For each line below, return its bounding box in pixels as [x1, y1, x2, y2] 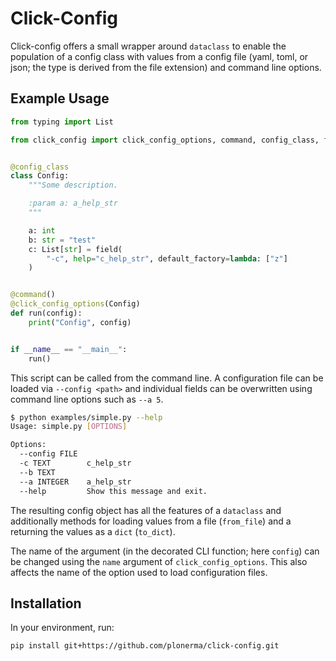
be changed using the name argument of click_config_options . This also [10, 555, 308, 567]
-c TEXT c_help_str [19, 458, 132, 468]
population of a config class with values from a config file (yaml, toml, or [10, 50, 309, 62]
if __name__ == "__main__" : [10, 344, 128, 354]
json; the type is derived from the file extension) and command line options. [10, 61, 322, 73]
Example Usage [10, 90, 110, 107]
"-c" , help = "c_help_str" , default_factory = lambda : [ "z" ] [46, 253, 288, 264]
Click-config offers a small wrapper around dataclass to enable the [10, 40, 287, 52]
